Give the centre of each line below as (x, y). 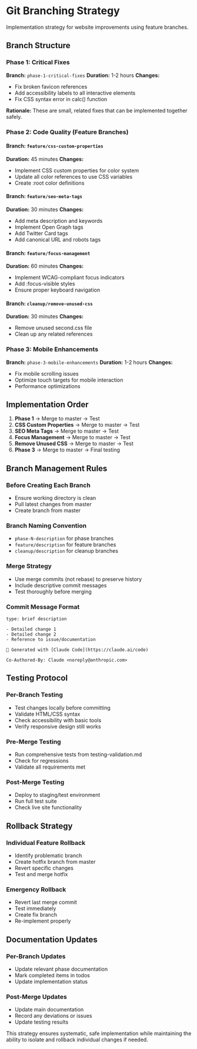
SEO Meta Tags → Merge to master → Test (66, 431)
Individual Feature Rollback (46, 843)
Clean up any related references (54, 334)
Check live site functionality (48, 807)
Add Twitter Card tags (41, 233)
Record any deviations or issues (53, 1016)
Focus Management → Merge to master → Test (72, 437)
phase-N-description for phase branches (64, 539)
